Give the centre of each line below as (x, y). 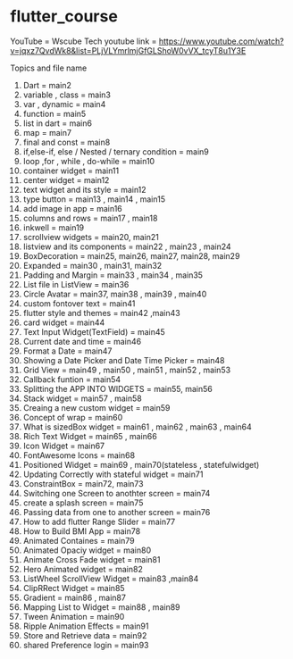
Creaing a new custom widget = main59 (96, 407)
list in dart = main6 (58, 123)
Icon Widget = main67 (64, 446)
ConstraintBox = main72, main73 (83, 483)
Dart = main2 (47, 85)
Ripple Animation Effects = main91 (86, 626)
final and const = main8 (67, 142)
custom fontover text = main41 (79, 303)
